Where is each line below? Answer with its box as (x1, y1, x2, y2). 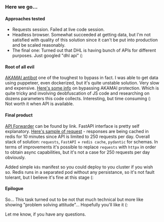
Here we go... (5, 3, 38, 10)
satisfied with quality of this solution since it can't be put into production (12, 37, 158, 43)
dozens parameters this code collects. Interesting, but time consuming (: (5, 96, 151, 102)
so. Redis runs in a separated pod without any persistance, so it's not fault (5, 169, 155, 175)
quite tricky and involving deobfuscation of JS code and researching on (5, 90, 150, 96)
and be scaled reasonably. (12, 42, 66, 48)
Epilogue (5, 186, 23, 192)
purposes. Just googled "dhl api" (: (12, 53, 83, 58)
